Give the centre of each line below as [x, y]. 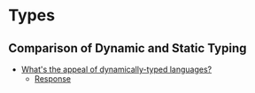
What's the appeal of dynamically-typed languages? [116, 69]
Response [53, 79]
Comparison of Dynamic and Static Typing [127, 48]
